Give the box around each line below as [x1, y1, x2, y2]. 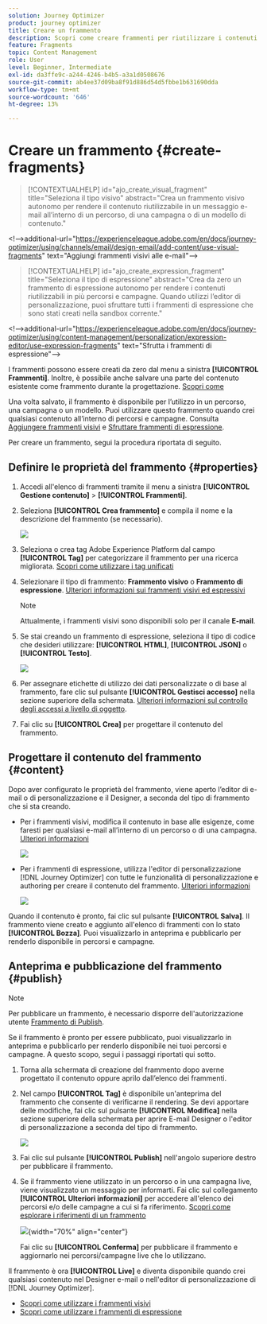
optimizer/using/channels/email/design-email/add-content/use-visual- [8, 243, 240, 252]
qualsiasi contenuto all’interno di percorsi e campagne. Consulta [8, 414, 219, 424]
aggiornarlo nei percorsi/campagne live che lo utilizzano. [19, 1250, 207, 1260]
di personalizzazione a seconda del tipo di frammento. [19, 1122, 198, 1132]
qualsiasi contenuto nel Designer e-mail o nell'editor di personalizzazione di [8, 1274, 257, 1284]
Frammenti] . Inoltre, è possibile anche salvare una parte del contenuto [8, 373, 240, 382]
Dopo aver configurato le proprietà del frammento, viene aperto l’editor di [8, 784, 249, 794]
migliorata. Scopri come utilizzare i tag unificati [19, 561, 174, 571]
